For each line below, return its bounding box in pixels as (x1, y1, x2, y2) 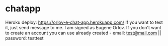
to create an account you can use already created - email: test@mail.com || (5, 30, 161, 36)
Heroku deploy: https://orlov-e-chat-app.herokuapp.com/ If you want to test (5, 19, 163, 25)
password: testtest (5, 35, 44, 41)
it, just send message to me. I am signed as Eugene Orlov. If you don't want (5, 24, 161, 30)
